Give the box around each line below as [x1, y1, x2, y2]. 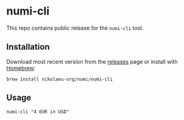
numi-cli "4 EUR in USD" [6, 108, 69, 115]
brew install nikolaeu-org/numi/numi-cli [6, 76, 113, 82]
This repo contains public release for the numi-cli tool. [6, 24, 144, 32]
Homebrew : [6, 64, 36, 72]
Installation [6, 42, 50, 52]
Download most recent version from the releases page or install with [6, 58, 178, 65]
